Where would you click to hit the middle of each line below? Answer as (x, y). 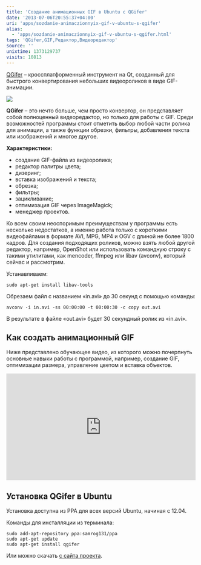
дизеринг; (28, 173)
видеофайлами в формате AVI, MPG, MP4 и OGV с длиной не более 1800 (100, 236)
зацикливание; (34, 199)
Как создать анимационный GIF (70, 338)
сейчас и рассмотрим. (36, 262)
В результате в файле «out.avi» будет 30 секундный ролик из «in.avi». (97, 318)
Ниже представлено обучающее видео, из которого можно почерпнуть (99, 352)
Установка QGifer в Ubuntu (59, 496)
